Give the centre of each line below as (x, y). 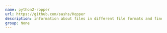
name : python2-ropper (28, 9)
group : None (17, 23)
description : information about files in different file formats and (79, 18)
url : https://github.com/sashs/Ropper (45, 14)
